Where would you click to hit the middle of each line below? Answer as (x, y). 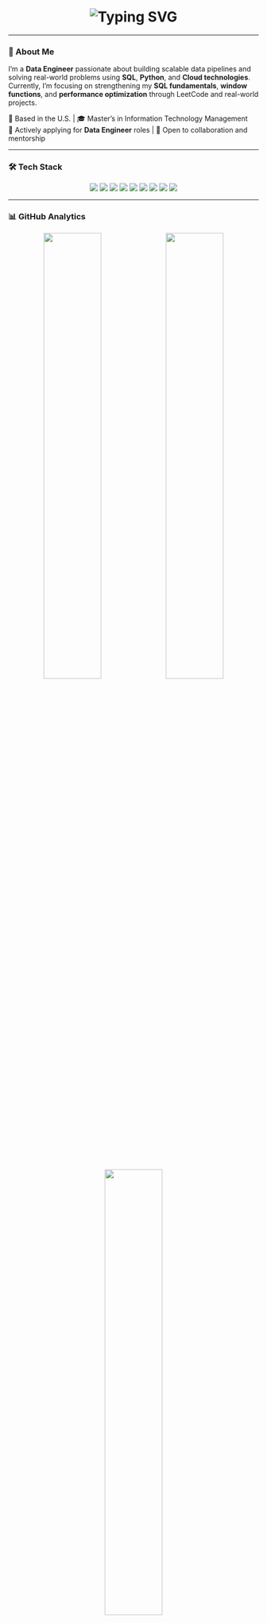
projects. (23, 102)
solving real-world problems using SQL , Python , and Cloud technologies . (129, 77)
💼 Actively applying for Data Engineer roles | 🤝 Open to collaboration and (128, 130)
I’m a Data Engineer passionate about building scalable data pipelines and (130, 69)
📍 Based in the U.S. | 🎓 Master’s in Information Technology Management (128, 118)
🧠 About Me (31, 52)
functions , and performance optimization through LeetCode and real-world (133, 95)
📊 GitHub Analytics (47, 217)
